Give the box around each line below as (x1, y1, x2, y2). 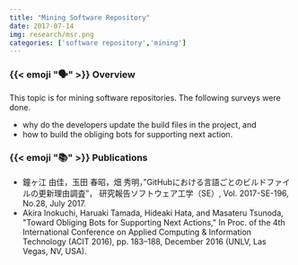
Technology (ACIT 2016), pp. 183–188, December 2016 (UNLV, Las (22, 235, 267, 247)
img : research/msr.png (9, 30, 94, 39)
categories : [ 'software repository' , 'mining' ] (9, 38, 187, 48)
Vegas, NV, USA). (22, 245, 87, 256)
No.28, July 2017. (22, 198, 87, 208)
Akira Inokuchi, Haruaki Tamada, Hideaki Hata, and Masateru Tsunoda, (22, 208, 285, 218)
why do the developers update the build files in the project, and (22, 119, 258, 130)
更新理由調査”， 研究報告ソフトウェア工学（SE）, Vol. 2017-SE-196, (38, 188, 289, 199)
